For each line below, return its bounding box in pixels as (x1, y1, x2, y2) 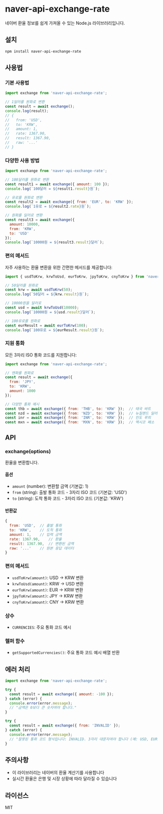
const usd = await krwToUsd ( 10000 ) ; (5, 305, 79, 310)
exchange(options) (5, 448, 51, 455)
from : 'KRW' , (9, 226, 36, 231)
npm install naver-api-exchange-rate (5, 49, 81, 54)
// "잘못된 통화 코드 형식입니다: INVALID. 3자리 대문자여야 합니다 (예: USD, (9, 737, 149, 742)
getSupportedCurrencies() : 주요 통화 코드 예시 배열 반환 (12, 650, 120, 655)
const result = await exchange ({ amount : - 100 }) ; (9, 691, 114, 696)
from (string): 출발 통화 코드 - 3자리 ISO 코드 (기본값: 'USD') (12, 490, 127, 495)
